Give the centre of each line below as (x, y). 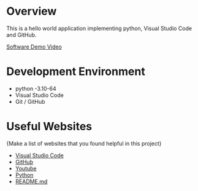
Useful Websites (49, 127)
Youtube (26, 168)
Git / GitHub (30, 101)
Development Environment (76, 72)
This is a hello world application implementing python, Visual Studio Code (99, 28)
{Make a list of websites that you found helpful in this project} (84, 143)
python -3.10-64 (36, 88)
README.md (31, 181)
